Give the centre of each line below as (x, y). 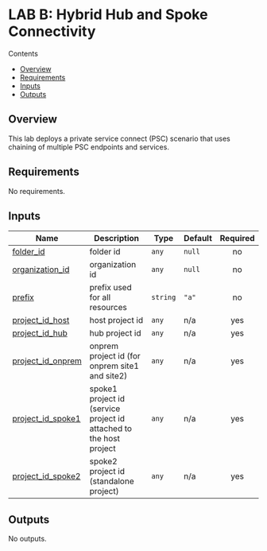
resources (108, 308)
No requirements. (37, 191)
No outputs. (27, 539)
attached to (111, 429)
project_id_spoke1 (46, 419)
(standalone (112, 481)
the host (105, 439)
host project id (116, 320)
